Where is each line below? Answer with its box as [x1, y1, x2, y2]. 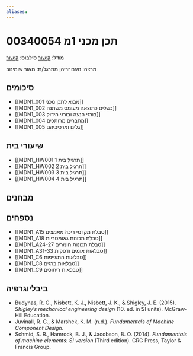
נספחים [6, 212, 34, 223]
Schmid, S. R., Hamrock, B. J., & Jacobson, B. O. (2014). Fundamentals [14, 330, 188, 338]
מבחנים [6, 192, 34, 202]
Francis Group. [14, 344, 52, 351]
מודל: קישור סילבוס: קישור [6, 54, 64, 61]
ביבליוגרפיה [6, 283, 49, 294]
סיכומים [6, 82, 34, 93]
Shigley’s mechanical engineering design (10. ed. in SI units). [14, 306, 163, 313]
